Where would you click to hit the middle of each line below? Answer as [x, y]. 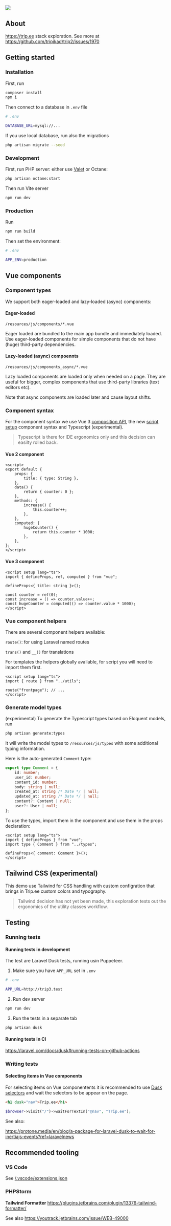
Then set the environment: [33, 241]
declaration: [18, 826]
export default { [24, 469]
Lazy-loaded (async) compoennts [42, 356]
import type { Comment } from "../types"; [51, 844]
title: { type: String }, [51, 479]
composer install [24, 93]
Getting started [30, 58]
